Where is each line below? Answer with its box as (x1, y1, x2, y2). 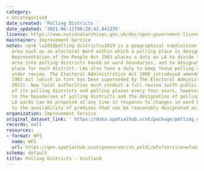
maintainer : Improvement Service (6, 37, 91, 43)
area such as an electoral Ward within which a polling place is (12, 49, 181, 55)
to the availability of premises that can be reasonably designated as (12, 104, 197, 111)
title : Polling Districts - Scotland (6, 155, 102, 161)
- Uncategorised (6, 15, 47, 21)
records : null (6, 122, 42, 128)
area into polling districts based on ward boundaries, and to (12, 59, 175, 65)
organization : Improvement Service (6, 110, 97, 116)
